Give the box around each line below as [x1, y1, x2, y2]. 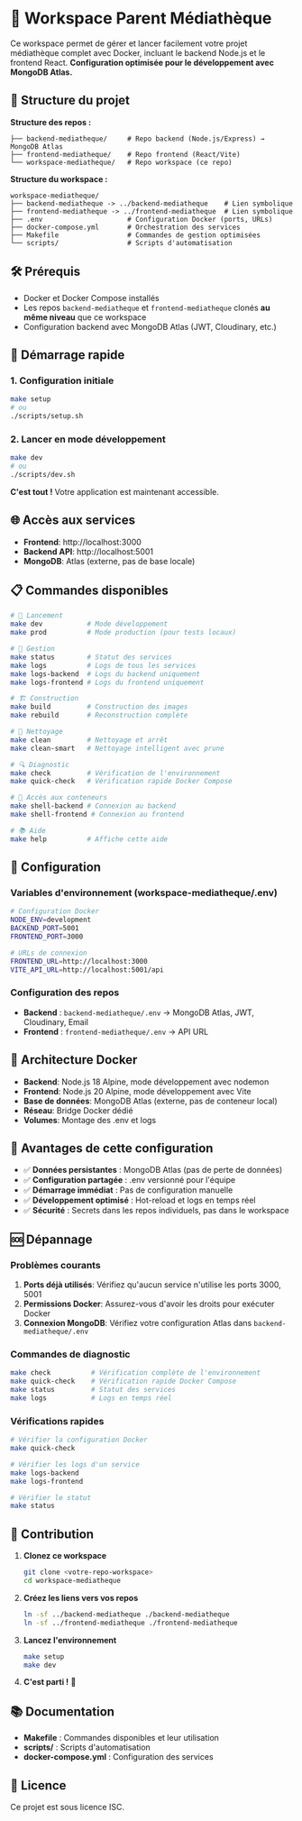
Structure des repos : [10, 116, 92, 127]
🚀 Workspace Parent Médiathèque [10, 8, 272, 29]
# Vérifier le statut [10, 1493, 92, 1502]
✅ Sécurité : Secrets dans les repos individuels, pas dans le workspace [23, 1205, 289, 1216]
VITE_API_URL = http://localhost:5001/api [10, 965, 165, 975]
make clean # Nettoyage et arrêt [10, 735, 169, 745]
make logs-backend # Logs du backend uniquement [10, 669, 201, 679]
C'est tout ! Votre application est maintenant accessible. [10, 486, 220, 497]
